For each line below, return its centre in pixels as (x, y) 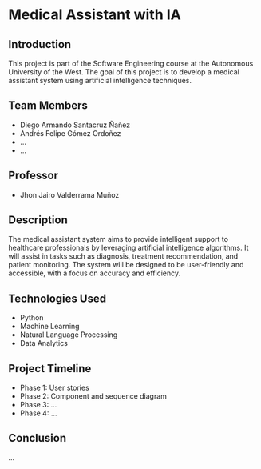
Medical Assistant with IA (95, 15)
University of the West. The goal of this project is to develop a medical (124, 72)
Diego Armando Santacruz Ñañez (75, 125)
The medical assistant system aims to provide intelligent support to (119, 239)
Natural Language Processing (69, 335)
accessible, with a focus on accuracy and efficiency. (95, 273)
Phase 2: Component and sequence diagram (93, 396)
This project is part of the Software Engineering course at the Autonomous (131, 63)
